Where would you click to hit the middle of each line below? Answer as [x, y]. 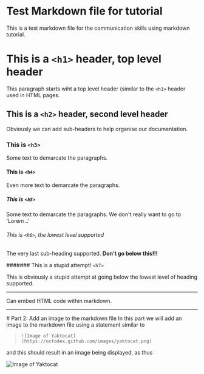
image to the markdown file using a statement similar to [76, 325]
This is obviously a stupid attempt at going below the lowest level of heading [102, 277]
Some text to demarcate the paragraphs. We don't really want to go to [93, 214]
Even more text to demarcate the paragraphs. [63, 185]
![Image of [35, 336]
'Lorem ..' [18, 221]
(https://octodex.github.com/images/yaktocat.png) [87, 341]
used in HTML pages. [33, 95]
